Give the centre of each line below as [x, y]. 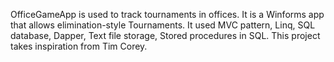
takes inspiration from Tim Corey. [79, 46]
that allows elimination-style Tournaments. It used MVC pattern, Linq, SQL [163, 25]
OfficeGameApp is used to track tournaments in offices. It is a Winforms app [167, 14]
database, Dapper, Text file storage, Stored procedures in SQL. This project [165, 35]
